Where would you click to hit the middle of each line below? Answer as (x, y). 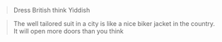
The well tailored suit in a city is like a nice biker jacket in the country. (114, 23)
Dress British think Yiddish (52, 10)
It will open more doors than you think (69, 31)
